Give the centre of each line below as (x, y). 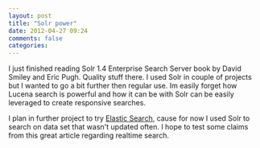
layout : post (30, 16)
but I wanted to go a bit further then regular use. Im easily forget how (123, 86)
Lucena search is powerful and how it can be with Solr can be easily (122, 94)
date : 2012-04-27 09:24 (48, 31)
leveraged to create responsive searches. (77, 103)
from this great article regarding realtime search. (89, 136)
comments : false (35, 38)
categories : (28, 46)
